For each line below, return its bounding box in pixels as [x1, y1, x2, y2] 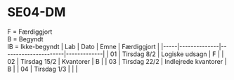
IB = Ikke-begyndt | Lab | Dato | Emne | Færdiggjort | [7, 42, 160, 51]
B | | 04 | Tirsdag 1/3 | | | [7, 65, 78, 73]
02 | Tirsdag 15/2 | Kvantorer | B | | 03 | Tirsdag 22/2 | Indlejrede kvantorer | [7, 57, 227, 65]
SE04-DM [7, 4, 66, 20]
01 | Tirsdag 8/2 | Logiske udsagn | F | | [110, 50, 224, 58]
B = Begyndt [7, 34, 44, 43]
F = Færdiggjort [7, 27, 53, 36]
